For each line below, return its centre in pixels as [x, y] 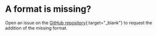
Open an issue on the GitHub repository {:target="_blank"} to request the [79, 23]
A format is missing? [48, 9]
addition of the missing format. [36, 28]
